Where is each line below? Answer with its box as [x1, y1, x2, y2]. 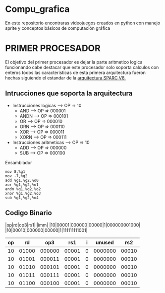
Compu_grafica [5, 3, 70, 15]
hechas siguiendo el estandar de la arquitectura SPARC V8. [5, 74, 126, 80]
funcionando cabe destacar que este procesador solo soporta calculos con [5, 64, 159, 70]
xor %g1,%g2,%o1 [5, 182, 39, 187]
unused [96, 239, 114, 246]
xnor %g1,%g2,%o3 [5, 191, 41, 196]
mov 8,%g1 [5, 169, 26, 174]
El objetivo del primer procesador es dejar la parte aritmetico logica [5, 59, 143, 65]
